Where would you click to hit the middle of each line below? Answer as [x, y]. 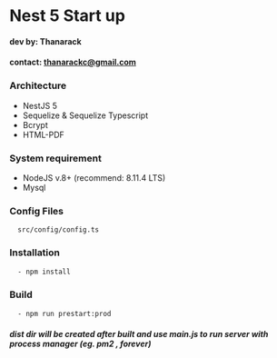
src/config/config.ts [59, 230]
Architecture [38, 85]
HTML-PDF [44, 134]
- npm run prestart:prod [64, 313]
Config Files [36, 211]
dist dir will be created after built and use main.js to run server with [139, 334]
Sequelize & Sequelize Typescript [85, 115]
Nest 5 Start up [67, 16]
